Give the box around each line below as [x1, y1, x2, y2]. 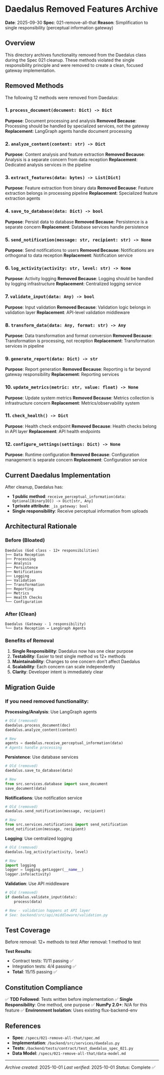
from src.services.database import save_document [5, 781, 108, 786]
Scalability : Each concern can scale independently [12, 664, 115, 670]
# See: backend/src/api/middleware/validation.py [5, 912, 108, 917]
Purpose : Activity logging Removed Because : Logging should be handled [5, 276, 154, 282]
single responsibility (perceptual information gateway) [5, 24, 114, 30]
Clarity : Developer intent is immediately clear [12, 669, 103, 675]
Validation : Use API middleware [5, 881, 69, 887]
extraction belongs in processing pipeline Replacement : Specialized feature [5, 190, 158, 196]
